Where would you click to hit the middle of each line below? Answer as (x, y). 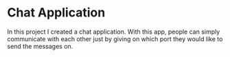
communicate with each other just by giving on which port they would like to (115, 38)
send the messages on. (40, 46)
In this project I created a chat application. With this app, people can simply (114, 32)
